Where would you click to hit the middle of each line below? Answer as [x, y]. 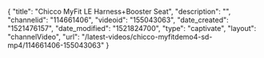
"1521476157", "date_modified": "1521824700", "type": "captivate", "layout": [132, 28]
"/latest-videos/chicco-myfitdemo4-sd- [147, 37]
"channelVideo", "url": [44, 37]
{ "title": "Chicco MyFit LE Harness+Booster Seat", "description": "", [119, 12]
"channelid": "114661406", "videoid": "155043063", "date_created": [118, 20]
